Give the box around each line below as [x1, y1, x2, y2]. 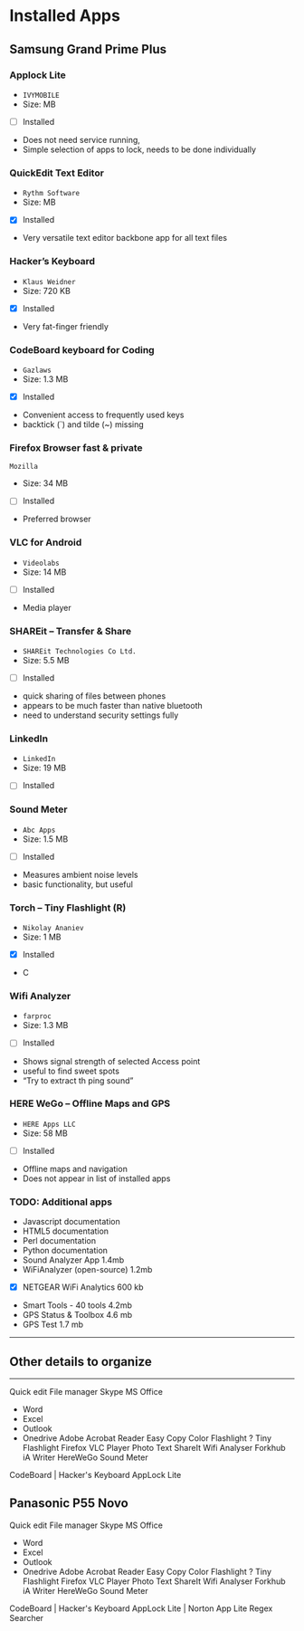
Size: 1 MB [22, 931, 62, 942]
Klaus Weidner [22, 277, 76, 286]
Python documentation [22, 1245, 109, 1256]
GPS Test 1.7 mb [22, 1319, 84, 1331]
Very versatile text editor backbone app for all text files [22, 233, 228, 243]
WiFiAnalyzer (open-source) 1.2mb [22, 1264, 153, 1275]
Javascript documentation [22, 1216, 120, 1227]
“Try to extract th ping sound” [22, 1074, 134, 1086]
